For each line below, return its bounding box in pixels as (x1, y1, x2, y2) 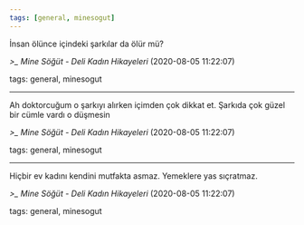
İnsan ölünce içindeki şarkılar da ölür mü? (9, 38, 165, 49)
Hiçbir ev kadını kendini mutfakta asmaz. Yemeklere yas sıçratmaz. (9, 170, 258, 181)
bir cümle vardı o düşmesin (9, 109, 110, 120)
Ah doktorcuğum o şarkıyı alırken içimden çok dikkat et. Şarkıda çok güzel (9, 99, 286, 110)
